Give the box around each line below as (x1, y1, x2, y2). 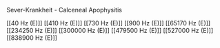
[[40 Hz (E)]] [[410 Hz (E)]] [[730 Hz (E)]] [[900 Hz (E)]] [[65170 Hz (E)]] (6, 19, 211, 27)
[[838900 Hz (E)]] (6, 34, 58, 42)
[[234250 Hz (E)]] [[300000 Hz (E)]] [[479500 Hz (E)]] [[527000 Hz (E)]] (6, 27, 214, 34)
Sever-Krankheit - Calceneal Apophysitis (6, 6, 122, 14)
